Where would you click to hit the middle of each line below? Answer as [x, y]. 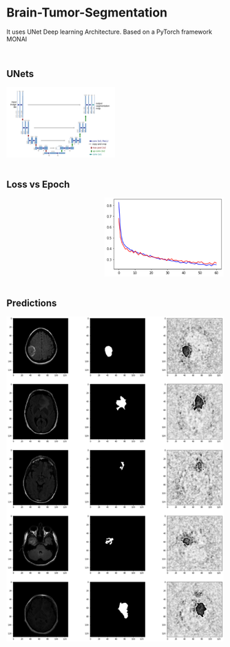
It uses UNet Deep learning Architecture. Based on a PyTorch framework [109, 32]
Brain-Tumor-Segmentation [87, 13]
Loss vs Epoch [38, 184]
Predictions [32, 303]
